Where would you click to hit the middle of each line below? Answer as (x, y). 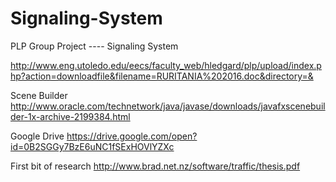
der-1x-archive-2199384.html (70, 116)
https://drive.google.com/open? (132, 136)
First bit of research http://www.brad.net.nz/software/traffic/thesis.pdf (155, 166)
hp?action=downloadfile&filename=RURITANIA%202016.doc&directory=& (162, 76)
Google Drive (37, 136)
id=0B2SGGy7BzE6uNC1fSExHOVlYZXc (92, 146)
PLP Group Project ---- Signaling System (94, 46)
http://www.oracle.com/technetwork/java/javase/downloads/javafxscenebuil (168, 106)
